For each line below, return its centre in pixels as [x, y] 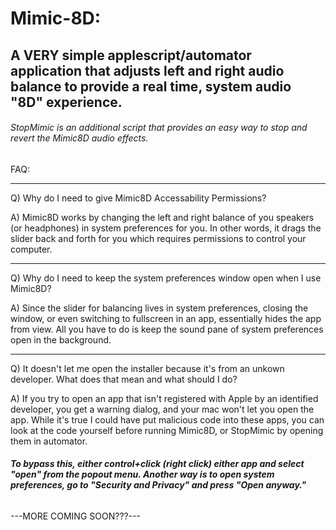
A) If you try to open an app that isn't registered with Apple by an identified [164, 398]
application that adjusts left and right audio [147, 70]
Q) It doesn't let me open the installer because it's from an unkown [147, 368]
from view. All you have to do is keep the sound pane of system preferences [167, 329]
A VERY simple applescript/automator [131, 55]
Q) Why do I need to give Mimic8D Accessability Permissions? [138, 198]
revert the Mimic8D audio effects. [79, 138]
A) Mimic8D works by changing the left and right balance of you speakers [162, 217]
